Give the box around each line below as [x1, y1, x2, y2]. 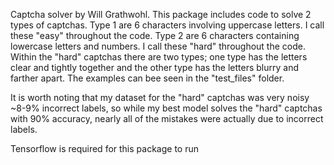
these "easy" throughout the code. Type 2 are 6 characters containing [10, 30, 300, 41]
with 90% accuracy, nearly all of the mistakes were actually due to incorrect [10, 113, 324, 124]
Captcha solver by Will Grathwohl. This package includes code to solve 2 [10, 9, 312, 20]
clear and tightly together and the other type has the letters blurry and [10, 62, 300, 73]
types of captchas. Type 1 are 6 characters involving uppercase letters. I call [10, 19, 325, 31]
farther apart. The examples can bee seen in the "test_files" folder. [10, 72, 285, 84]
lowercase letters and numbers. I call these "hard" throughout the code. [10, 40, 306, 52]
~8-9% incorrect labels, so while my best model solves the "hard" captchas [10, 102, 323, 114]
